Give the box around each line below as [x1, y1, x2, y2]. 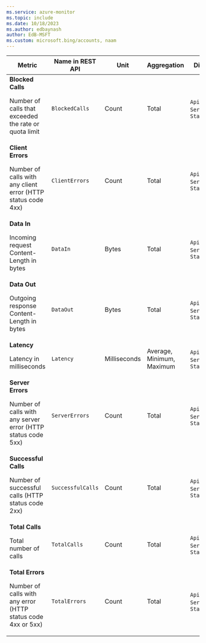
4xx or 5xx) [9, 620, 43, 628]
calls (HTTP [9, 491, 44, 499]
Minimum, [147, 354, 176, 363]
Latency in [9, 354, 40, 363]
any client [9, 181, 38, 189]
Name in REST [54, 57, 96, 65]
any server [9, 415, 40, 424]
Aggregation [147, 61, 185, 69]
